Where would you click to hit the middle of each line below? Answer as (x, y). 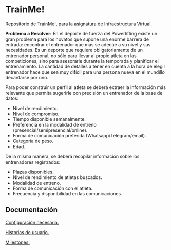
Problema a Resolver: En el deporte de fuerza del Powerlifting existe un (81, 33)
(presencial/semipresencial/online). (50, 130)
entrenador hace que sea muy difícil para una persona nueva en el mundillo (85, 72)
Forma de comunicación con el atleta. (53, 188)
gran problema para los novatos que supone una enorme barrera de (77, 39)
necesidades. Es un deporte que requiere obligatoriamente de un (74, 50)
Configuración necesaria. (32, 222)
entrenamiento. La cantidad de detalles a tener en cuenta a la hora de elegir (85, 66)
